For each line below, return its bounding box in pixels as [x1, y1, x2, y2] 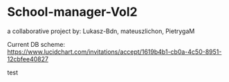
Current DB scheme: [7, 40, 66, 48]
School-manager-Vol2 [7, 4, 138, 20]
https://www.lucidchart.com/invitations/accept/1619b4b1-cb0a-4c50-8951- [7, 48, 222, 56]
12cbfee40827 [7, 54, 48, 63]
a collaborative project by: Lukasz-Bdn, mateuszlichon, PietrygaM [7, 27, 195, 35]
